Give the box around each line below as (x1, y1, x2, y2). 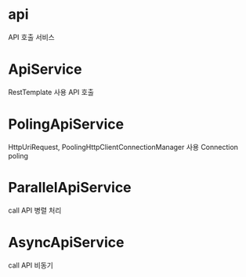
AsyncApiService (8, 233, 125, 251)
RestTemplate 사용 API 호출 (8, 87, 94, 97)
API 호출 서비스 (8, 32, 55, 42)
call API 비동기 (8, 261, 53, 270)
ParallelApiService (8, 179, 132, 196)
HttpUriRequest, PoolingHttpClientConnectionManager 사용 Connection (8, 142, 239, 151)
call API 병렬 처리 (8, 206, 62, 215)
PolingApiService (8, 115, 124, 133)
